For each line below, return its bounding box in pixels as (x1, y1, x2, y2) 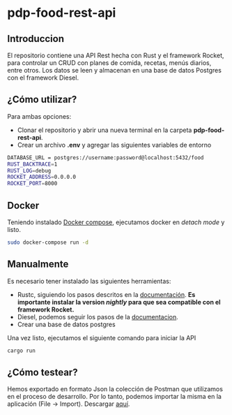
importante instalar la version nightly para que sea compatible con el (17, 298, 221, 306)
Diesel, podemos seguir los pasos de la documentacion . (17, 312, 179, 321)
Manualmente (7, 259, 69, 270)
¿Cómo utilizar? (7, 94, 77, 105)
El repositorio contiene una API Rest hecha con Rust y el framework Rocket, (7, 51, 224, 59)
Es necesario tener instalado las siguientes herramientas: (7, 277, 171, 285)
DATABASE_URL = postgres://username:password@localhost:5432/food (7, 154, 204, 161)
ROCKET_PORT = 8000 (7, 180, 58, 187)
